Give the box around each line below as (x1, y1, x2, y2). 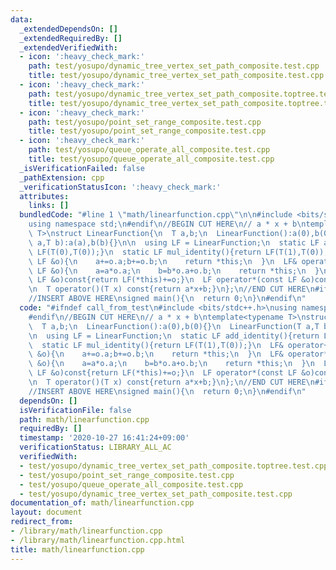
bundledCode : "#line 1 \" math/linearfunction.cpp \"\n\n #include (19, 210, 293, 220)
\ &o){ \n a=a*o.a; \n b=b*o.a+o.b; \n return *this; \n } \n (28, 359, 315, 369)
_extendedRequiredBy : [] (19, 33, 123, 43)
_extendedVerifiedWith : (19, 42, 118, 53)
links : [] (28, 201, 70, 211)
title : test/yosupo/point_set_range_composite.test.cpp (28, 126, 267, 136)
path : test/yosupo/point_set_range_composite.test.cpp (28, 117, 262, 127)
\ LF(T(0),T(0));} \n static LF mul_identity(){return (28, 247, 262, 257)
